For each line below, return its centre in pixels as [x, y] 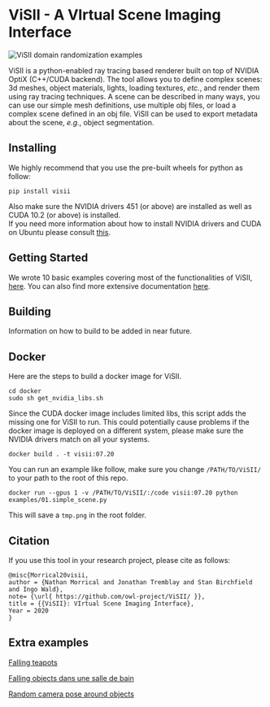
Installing [33, 148]
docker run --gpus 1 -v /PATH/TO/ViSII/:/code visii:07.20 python [123, 493]
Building [30, 311]
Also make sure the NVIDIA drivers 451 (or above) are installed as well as [130, 206]
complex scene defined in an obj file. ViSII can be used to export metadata [133, 113]
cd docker [25, 391]
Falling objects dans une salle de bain [71, 678]
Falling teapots [33, 662]
